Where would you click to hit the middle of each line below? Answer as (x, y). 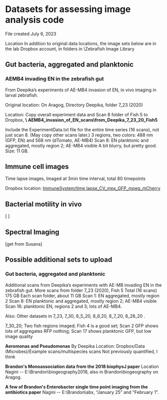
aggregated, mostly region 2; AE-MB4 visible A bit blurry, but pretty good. (81, 145)
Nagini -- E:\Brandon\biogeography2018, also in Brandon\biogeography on (82, 371)
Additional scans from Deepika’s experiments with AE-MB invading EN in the (83, 285)
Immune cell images (37, 167)
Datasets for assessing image (68, 9)
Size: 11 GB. (17, 151)
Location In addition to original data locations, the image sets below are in (81, 43)
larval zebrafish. (22, 95)
